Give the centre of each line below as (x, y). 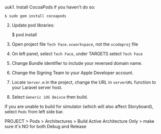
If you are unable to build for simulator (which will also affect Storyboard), (79, 107)
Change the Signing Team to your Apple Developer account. (72, 73)
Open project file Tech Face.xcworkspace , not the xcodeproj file (75, 44)
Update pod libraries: (33, 25)
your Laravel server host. (37, 87)
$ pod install (24, 35)
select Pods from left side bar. (34, 112)
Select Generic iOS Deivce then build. (50, 97)
